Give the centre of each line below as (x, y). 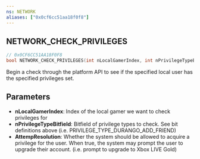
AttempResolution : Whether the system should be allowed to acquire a (102, 136)
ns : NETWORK (21, 12)
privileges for (31, 117)
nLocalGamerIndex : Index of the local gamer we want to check (93, 111)
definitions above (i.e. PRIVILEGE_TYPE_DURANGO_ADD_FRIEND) (96, 130)
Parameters (28, 97)
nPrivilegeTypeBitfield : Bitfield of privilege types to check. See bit (96, 124)
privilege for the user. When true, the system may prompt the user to (99, 143)
